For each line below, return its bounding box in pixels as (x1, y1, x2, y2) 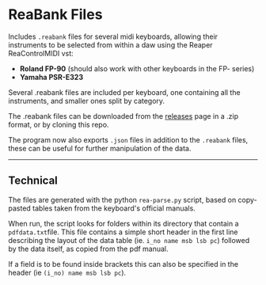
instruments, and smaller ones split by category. (8, 96, 165, 105)
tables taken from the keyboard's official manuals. (32, 203, 196, 213)
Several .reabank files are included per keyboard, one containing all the (8, 87, 241, 97)
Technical (8, 174, 58, 188)
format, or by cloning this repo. (8, 120, 109, 129)
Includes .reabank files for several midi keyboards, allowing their (8, 32, 218, 41)
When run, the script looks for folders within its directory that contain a (8, 218, 239, 228)
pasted (8, 203, 32, 213)
